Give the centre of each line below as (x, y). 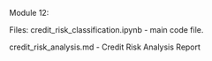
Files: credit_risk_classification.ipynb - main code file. (106, 30)
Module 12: (29, 13)
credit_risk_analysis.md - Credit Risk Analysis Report (105, 47)
